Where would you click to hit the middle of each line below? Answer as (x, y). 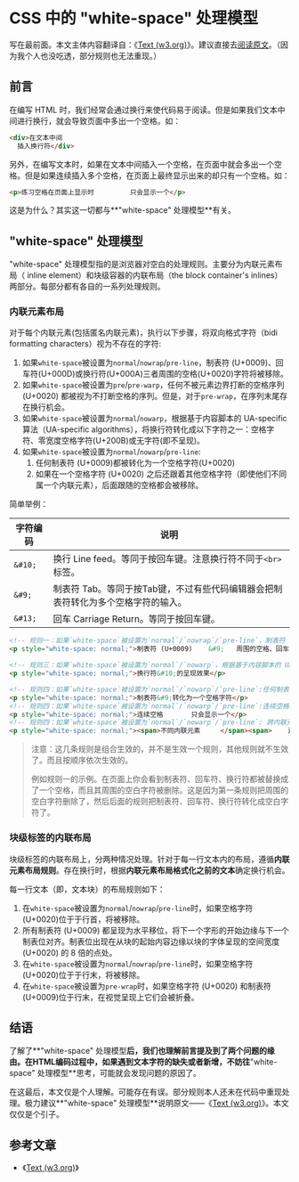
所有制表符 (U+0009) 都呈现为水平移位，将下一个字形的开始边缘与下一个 (155, 930)
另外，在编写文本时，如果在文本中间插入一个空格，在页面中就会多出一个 (141, 164)
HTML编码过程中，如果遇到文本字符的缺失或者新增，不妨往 (141, 1062)
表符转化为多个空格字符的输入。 (120, 602)
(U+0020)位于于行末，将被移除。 (83, 974)
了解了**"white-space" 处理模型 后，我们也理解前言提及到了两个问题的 (138, 1051)
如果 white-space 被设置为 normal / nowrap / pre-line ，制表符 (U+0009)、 (149, 363)
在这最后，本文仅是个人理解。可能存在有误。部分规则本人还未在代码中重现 (145, 1092)
